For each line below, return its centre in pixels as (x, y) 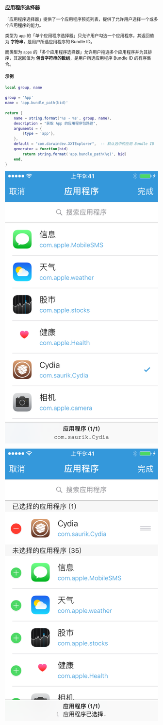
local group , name (24, 88)
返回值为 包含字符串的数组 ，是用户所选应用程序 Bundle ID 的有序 (82, 58)
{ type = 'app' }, (39, 134)
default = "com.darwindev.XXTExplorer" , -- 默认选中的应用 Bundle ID (84, 144)
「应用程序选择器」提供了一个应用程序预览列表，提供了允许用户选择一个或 (79, 19)
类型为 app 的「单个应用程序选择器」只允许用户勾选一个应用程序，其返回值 (80, 35)
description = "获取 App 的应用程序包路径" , (56, 123)
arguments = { (28, 128)
